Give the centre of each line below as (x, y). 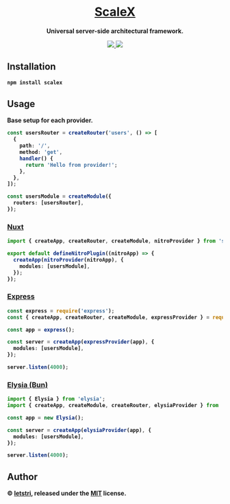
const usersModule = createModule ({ (59, 196)
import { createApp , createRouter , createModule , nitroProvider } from (111, 241)
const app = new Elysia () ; (46, 417)
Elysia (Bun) (27, 385)
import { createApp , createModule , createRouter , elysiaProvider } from (113, 406)
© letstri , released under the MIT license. (67, 493)
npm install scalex (35, 82)
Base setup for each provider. (50, 120)
